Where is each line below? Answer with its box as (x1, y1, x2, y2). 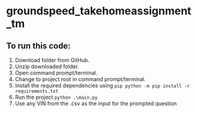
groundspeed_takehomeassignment (6, 4, 192, 18)
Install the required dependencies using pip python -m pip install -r (14, 82, 190, 89)
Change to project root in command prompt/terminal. (14, 76, 146, 83)
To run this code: (6, 41, 71, 51)
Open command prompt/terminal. (14, 69, 98, 76)
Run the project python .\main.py (14, 94, 98, 100)
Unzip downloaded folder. (14, 63, 79, 70)
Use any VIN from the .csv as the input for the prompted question (14, 100, 177, 107)
